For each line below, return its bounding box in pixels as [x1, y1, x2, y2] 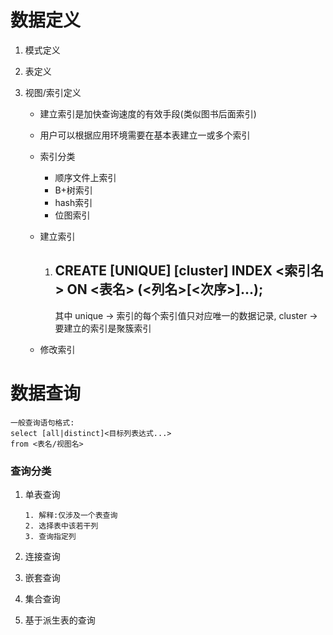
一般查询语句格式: [10, 417, 75, 428]
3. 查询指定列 [24, 531, 77, 541]
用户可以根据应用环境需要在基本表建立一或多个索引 [39, 129, 251, 141]
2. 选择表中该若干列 [24, 521, 99, 531]
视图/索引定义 [24, 86, 82, 98]
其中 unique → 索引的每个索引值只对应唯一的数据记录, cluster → [54, 309, 318, 321]
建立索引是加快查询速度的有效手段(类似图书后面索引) [39, 107, 257, 120]
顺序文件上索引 [54, 171, 117, 183]
